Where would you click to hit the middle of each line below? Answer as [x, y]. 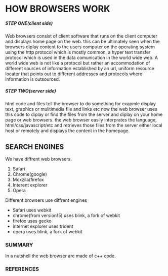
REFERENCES [22, 269]
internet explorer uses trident [43, 226]
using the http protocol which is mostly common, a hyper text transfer [78, 52]
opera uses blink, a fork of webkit [47, 231]
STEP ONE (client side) [29, 23]
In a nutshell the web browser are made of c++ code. [61, 256]
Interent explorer [30, 185]
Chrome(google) [30, 174]
